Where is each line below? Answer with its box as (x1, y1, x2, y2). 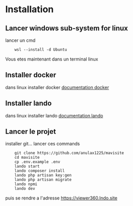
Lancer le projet (5, 127, 56, 136)
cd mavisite (14, 155, 40, 160)
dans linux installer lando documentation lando (5, 112, 103, 119)
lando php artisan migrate (14, 177, 72, 183)
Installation (5, 4, 54, 15)
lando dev (14, 186, 36, 191)
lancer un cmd (5, 37, 36, 43)
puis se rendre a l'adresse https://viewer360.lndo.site (5, 195, 118, 201)
